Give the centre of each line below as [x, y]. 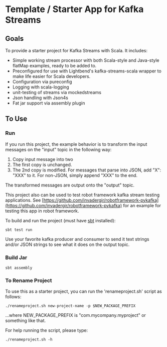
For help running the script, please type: [47, 330]
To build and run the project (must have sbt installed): [60, 220]
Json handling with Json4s [40, 98]
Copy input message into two [43, 159]
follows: [13, 297]
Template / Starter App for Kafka [74, 9]
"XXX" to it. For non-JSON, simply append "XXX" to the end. [75, 175]
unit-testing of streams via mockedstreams [57, 92]
